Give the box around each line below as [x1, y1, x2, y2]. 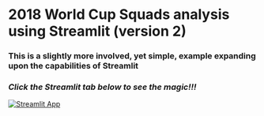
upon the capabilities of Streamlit [8, 61, 139, 72]
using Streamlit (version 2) [8, 22, 187, 40]
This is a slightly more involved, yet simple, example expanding [8, 51, 257, 62]
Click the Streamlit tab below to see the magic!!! [8, 81, 197, 92]
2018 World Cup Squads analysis [8, 6, 230, 24]
